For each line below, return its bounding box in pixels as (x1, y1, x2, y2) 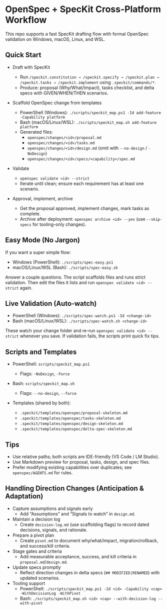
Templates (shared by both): (12, 400, 71, 406)
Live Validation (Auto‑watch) (5, 299, 97, 308)
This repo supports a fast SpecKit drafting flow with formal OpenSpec (5, 31, 149, 37)
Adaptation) (5, 492, 43, 501)
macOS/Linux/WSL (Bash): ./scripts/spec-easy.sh (12, 264, 118, 270)
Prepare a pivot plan (12, 532, 54, 538)
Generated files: (19, 129, 53, 135)
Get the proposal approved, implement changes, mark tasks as (19, 205, 149, 211)
